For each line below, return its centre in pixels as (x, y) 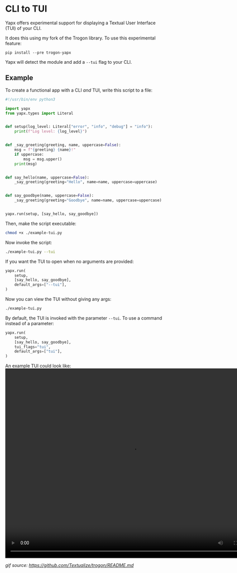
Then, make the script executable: (41, 224)
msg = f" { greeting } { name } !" (45, 150)
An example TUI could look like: (38, 366)
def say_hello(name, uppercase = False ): (47, 178)
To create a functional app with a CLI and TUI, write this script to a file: (79, 90)
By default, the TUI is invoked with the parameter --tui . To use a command (84, 318)
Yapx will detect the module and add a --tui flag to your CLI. (69, 62)
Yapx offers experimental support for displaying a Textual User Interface (81, 23)
